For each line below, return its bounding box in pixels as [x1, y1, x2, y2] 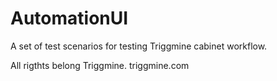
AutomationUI [10, 7, 129, 30]
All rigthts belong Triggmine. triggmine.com [10, 59, 190, 71]
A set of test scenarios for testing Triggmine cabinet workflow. [10, 40, 268, 52]
